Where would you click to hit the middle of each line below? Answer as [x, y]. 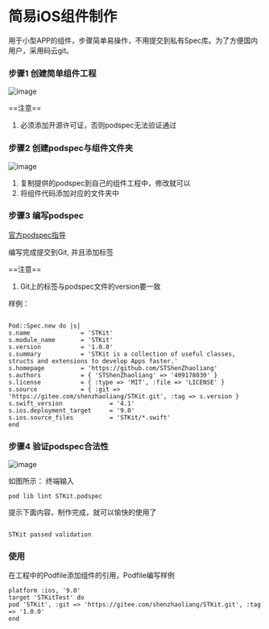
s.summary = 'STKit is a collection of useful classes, [122, 354]
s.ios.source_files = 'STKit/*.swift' [90, 417]
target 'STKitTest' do [46, 598]
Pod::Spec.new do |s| [45, 326]
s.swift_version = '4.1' [72, 403]
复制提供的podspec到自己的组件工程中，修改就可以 [105, 183]
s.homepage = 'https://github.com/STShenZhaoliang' [113, 368]
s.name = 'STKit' [61, 333]
